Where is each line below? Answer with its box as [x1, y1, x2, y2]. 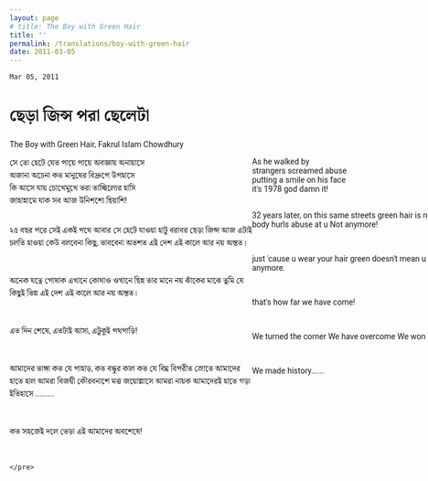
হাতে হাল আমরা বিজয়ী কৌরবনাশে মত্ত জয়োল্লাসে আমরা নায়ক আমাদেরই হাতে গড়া [9, 376, 251, 387]
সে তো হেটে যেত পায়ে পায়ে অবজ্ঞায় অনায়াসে [9, 157, 145, 168]
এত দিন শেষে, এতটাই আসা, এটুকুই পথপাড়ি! [9, 326, 138, 337]
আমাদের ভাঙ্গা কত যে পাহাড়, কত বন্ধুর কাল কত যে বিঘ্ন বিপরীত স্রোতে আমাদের [9, 363, 241, 374]
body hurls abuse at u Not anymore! [251, 219, 379, 230]
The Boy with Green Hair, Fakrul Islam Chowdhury [9, 139, 185, 150]
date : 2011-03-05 [9, 48, 76, 57]
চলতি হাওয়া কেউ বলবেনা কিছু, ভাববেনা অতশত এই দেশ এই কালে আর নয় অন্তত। [9, 238, 247, 248]
